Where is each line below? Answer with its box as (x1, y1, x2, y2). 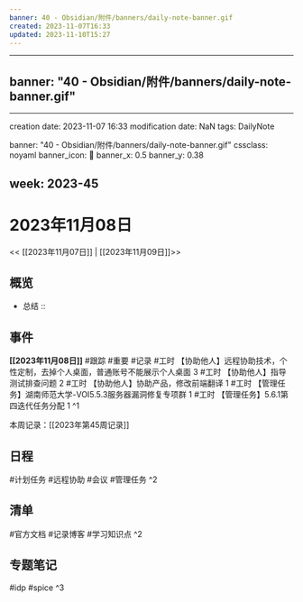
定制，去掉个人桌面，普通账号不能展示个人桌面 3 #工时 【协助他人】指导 (16, 367, 287, 378)
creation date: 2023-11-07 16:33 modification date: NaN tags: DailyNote (9, 121, 275, 132)
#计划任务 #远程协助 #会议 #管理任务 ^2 (9, 474, 158, 485)
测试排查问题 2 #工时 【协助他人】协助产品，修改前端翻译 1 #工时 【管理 (9, 378, 278, 388)
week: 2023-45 (9, 176, 99, 191)
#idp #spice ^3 (9, 582, 65, 593)
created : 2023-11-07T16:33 (9, 22, 111, 31)
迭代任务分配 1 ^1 (16, 400, 79, 411)
